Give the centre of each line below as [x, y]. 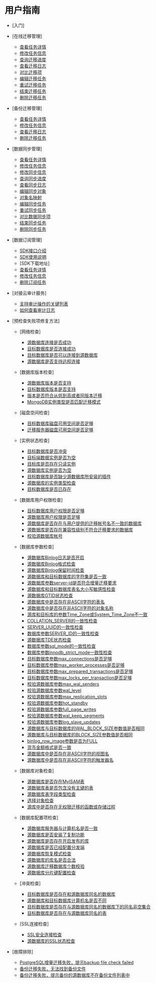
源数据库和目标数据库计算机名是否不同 [67, 900]
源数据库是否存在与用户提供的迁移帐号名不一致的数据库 [84, 523]
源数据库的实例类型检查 [51, 483]
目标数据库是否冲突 [47, 451]
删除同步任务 [33, 229]
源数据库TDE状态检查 [49, 640]
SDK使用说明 [33, 257]
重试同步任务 [33, 210]
